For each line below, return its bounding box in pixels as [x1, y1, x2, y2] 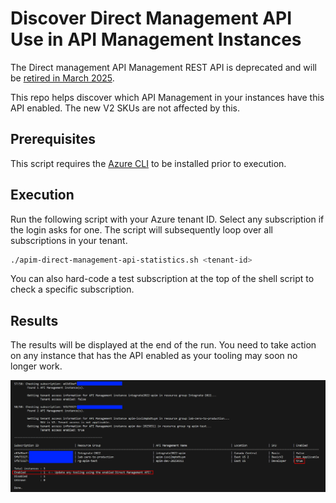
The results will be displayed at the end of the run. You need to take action [10, 339, 317, 351]
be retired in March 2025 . [10, 72, 115, 84]
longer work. [10, 360, 63, 372]
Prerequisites [10, 131, 96, 148]
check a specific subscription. [10, 283, 135, 296]
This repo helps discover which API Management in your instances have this [10, 91, 325, 103]
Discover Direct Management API [10, 7, 293, 30]
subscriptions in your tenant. [10, 234, 128, 246]
